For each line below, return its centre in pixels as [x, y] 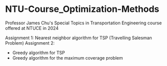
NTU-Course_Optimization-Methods [82, 9]
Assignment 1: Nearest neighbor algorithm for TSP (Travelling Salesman [79, 38]
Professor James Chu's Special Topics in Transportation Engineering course [83, 23]
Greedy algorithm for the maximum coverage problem [68, 58]
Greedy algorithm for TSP [39, 53]
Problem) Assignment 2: [30, 43]
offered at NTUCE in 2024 [32, 28]
